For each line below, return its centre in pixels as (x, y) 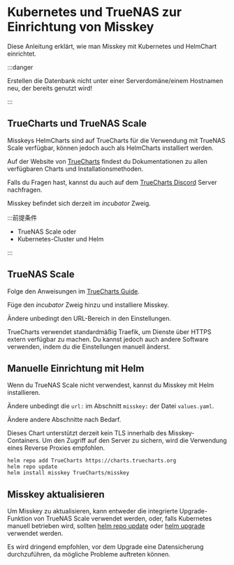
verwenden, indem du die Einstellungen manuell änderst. (89, 347)
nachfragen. (25, 190)
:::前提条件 (22, 218)
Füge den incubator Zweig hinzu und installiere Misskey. (88, 305)
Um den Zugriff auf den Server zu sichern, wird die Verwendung (134, 441)
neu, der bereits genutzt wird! (50, 88)
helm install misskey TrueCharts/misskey (68, 473)
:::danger (20, 67)
